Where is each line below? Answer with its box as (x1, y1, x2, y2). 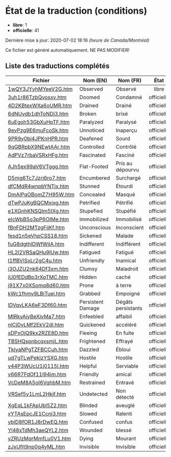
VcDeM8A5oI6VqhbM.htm (8, 379, 71, 386)
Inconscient (116, 224, 144, 231)
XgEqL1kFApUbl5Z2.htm (8, 402, 68, 409)
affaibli (116, 313, 132, 320)
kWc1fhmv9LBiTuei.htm (8, 290, 65, 297)
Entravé (116, 379, 134, 386)
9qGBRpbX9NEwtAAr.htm (8, 143, 70, 150)
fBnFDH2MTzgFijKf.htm (8, 224, 65, 231)
